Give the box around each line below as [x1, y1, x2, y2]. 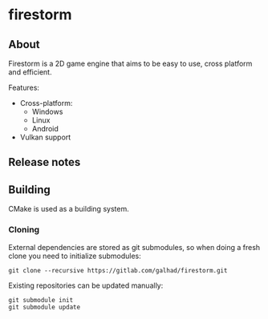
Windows [31, 107, 63, 116]
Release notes [8, 155, 81, 169]
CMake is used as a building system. [8, 204, 130, 214]
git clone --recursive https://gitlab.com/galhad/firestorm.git [8, 266, 228, 274]
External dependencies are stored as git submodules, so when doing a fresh [8, 242, 261, 252]
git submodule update [8, 303, 81, 311]
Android [31, 124, 59, 133]
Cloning [8, 224, 40, 236]
